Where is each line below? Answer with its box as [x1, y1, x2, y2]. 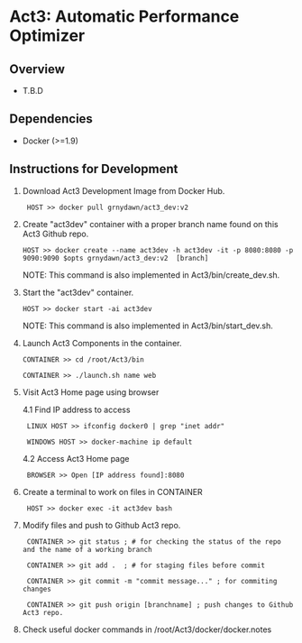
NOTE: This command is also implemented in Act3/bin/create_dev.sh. [22, 269, 280, 280]
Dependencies [9, 111, 93, 127]
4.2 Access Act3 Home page [22, 453, 130, 464]
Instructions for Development [9, 161, 178, 177]
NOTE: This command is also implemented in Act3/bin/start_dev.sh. [22, 320, 273, 331]
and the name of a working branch [22, 545, 152, 554]
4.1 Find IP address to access [22, 404, 131, 415]
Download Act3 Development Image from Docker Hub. [22, 185, 225, 196]
